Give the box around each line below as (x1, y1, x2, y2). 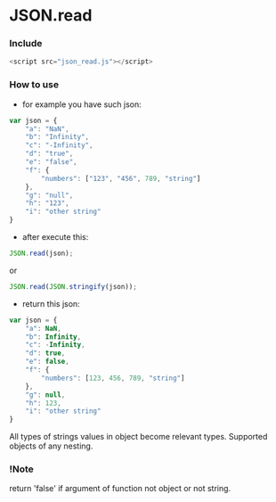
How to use (9, 78, 60, 91)
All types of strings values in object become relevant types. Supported (9, 432, 268, 442)
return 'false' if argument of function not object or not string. (9, 483, 231, 494)
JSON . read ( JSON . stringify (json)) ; (9, 282, 138, 291)
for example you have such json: (21, 99, 142, 110)
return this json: (21, 298, 80, 309)
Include (9, 37, 43, 50)
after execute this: (21, 232, 89, 243)
